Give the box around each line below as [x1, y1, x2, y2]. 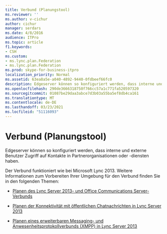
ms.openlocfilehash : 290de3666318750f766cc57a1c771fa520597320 [5, 86, 139, 91]
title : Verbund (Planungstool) [5, 7, 70, 12]
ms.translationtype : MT [5, 95, 55, 100]
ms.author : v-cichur [5, 16, 48, 21]
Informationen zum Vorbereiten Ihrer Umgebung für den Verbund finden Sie [5, 173, 161, 179]
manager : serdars [5, 26, 41, 31]
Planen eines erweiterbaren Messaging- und [12, 218, 104, 224]
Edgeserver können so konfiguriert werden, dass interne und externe [5, 147, 147, 153]
